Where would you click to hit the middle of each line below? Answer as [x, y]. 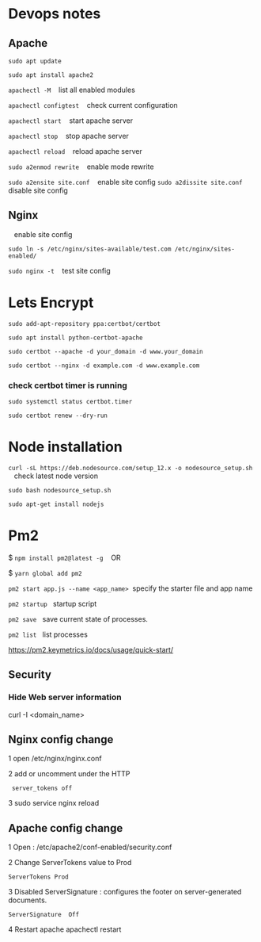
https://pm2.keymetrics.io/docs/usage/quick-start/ [91, 649]
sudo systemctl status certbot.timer [70, 402]
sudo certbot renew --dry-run [58, 416]
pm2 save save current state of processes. [78, 618]
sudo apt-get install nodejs [56, 504]
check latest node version [56, 476]
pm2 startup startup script [53, 603]
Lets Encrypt [51, 303]
